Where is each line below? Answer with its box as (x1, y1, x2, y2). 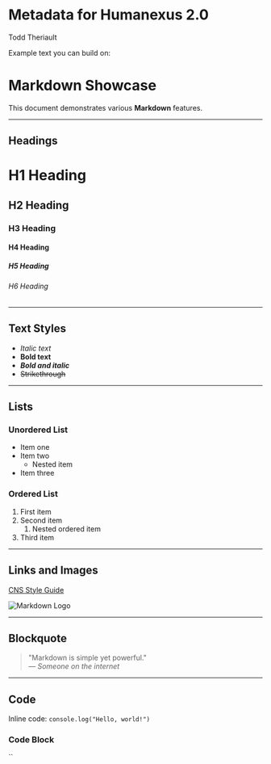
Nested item (31, 460, 73, 469)
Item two (19, 451, 50, 461)
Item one (19, 443, 50, 452)
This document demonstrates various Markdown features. (8, 103, 203, 112)
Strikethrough (19, 369, 66, 379)
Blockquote (8, 632, 67, 645)
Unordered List (8, 424, 69, 435)
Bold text (19, 351, 52, 361)
